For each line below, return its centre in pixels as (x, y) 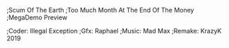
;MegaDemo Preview (37, 17)
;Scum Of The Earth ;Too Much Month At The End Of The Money (100, 10)
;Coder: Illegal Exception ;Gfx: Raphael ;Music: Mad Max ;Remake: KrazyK (114, 31)
